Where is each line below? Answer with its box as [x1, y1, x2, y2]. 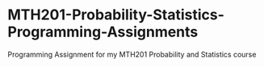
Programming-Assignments [7, 23, 199, 41]
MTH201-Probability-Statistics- [7, 6, 225, 24]
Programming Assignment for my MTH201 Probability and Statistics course [7, 49, 257, 59]
